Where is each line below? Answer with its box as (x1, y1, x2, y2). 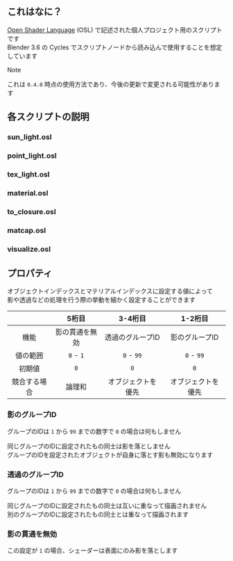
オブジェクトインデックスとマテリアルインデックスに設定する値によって (7, 287, 213, 295)
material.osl (7, 188, 49, 197)
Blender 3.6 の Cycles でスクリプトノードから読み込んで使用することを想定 (7, 43, 223, 51)
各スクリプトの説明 (7, 111, 89, 123)
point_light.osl (7, 151, 57, 161)
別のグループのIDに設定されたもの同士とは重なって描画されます (7, 510, 189, 519)
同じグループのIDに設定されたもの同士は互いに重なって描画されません (7, 502, 207, 510)
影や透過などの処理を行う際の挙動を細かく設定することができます (7, 295, 196, 304)
